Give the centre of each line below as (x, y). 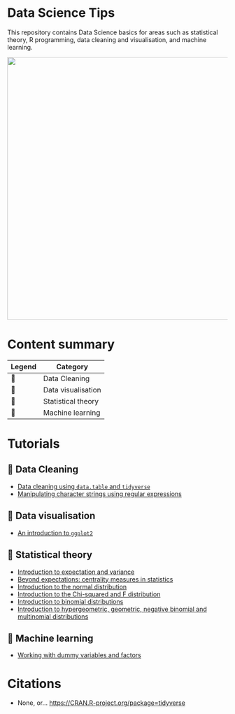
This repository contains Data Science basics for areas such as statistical (113, 32)
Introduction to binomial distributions (70, 601)
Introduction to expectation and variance (76, 572)
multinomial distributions (53, 616)
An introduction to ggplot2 (55, 533)
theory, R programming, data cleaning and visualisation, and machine (107, 39)
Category (72, 366)
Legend (24, 366)
